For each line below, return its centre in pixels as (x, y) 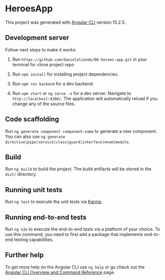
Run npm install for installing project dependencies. (66, 74)
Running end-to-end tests (46, 217)
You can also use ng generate (35, 136)
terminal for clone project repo (43, 64)
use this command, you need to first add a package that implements (74, 234)
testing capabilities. (34, 240)
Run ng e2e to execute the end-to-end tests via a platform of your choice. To (83, 229)
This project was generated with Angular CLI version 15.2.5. (66, 22)
